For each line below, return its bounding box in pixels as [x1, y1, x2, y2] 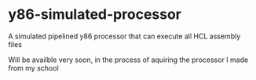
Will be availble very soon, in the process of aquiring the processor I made [8, 55, 249, 64]
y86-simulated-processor [8, 5, 182, 24]
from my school [8, 63, 59, 72]
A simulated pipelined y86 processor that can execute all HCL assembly [8, 31, 241, 41]
